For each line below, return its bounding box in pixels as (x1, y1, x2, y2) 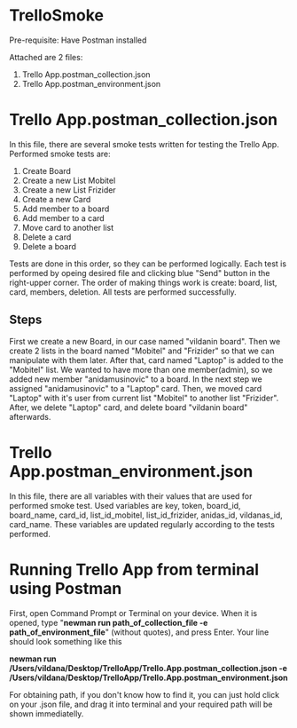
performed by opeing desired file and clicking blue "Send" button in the (9, 267, 270, 278)
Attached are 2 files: (9, 51, 83, 62)
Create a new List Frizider (21, 184, 117, 195)
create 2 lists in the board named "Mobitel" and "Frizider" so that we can (9, 345, 275, 356)
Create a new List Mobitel (21, 175, 116, 186)
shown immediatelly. (9, 708, 84, 719)
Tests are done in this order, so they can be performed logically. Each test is (9, 258, 286, 269)
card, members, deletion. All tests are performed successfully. (9, 286, 237, 297)
